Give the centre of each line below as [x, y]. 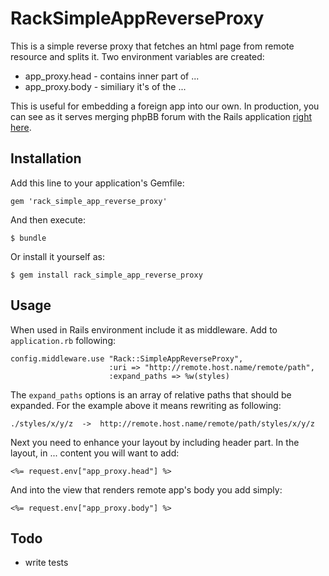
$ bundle [28, 238]
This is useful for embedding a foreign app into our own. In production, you [165, 106]
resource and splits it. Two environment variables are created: [137, 56]
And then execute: [48, 219]
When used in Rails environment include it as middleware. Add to [144, 329]
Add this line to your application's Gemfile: [97, 183]
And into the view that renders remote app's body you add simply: [146, 489]
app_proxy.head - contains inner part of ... [112, 76]
